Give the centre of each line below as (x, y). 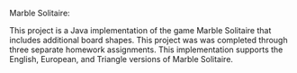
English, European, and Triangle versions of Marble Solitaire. (121, 59)
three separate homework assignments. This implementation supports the (146, 50)
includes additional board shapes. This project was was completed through (148, 40)
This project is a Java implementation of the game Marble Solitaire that (140, 30)
